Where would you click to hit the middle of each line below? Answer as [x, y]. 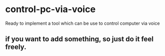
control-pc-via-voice [51, 9]
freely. [16, 47]
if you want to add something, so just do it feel [79, 39]
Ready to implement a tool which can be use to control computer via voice [83, 23]
